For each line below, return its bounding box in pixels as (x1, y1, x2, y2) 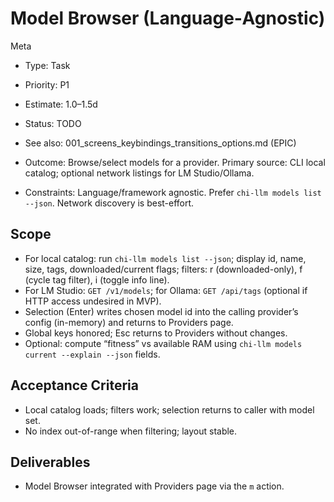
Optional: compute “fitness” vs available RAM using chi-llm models (24, 337, 303, 349)
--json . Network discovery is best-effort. (24, 197, 195, 209)
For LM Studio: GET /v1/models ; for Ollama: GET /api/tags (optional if (24, 284, 308, 296)
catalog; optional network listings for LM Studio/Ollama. (24, 167, 255, 179)
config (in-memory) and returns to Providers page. (24, 316, 234, 328)
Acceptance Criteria (10, 377, 139, 394)
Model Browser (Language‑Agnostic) (10, 7, 326, 30)
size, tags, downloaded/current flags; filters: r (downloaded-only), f (24, 263, 303, 275)
